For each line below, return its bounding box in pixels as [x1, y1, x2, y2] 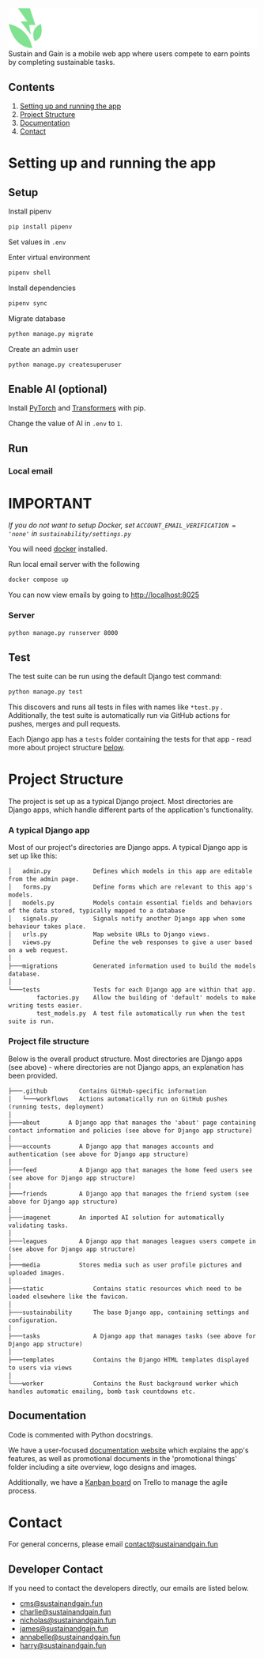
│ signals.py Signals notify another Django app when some [8, 915, 246, 923]
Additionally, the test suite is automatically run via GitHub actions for [8, 711, 231, 720]
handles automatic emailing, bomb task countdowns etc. [8, 1388, 196, 1396]
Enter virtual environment [8, 252, 91, 262]
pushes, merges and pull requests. [8, 719, 121, 729]
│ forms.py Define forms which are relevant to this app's [8, 883, 253, 891]
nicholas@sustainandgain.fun [19, 1615, 117, 1625]
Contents [8, 80, 55, 94]
